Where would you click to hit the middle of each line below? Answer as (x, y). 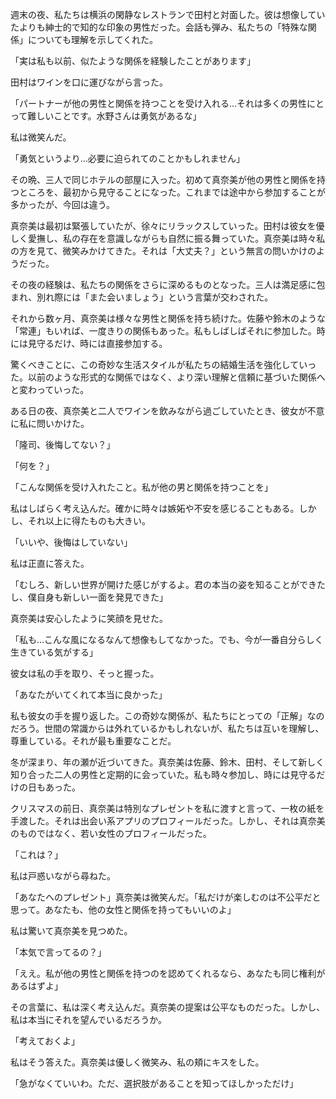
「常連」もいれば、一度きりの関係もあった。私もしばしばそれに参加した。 (163, 331)
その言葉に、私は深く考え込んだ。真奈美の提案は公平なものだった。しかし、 (168, 1007)
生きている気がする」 (54, 652)
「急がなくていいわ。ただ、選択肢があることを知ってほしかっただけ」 (154, 1083)
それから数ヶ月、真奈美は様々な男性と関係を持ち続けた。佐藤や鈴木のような (168, 318)
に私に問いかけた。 (50, 423)
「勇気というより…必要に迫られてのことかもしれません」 (127, 158)
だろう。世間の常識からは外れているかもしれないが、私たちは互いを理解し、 (167, 728)
